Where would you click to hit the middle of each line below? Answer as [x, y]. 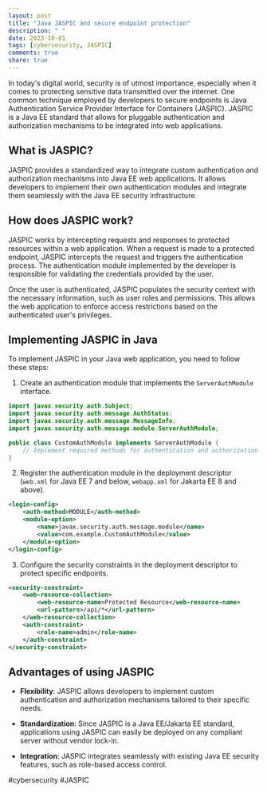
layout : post [30, 16]
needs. [31, 708]
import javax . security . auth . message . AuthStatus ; [90, 414]
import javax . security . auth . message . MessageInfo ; [92, 421]
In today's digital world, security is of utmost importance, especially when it [132, 83]
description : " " [37, 30]
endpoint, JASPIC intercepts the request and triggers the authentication [126, 257]
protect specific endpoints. [64, 573]
